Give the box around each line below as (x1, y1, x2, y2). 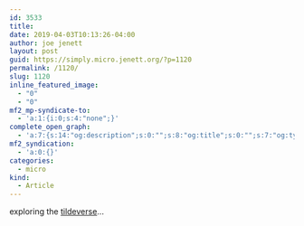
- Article (17, 182, 54, 191)
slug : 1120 (9, 72, 51, 81)
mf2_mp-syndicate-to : (9, 106, 91, 115)
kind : (9, 173, 30, 182)
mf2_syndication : (9, 139, 75, 148)
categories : (9, 155, 54, 165)
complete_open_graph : (9, 123, 91, 132)
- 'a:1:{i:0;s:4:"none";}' (17, 114, 119, 123)
